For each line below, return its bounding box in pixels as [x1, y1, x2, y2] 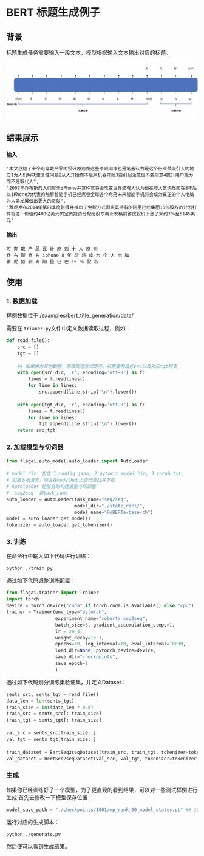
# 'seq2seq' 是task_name [6, 490, 69, 496]
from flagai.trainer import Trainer [6, 590, 99, 596]
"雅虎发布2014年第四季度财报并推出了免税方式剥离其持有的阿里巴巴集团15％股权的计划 [6, 204, 193, 211]
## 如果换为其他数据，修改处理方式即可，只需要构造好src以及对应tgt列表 [17, 363, 177, 369]
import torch [6, 596, 39, 602]
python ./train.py [6, 565, 53, 572]
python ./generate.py [6, 831, 61, 837]
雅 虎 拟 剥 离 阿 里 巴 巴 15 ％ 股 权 [6, 259, 99, 265]
